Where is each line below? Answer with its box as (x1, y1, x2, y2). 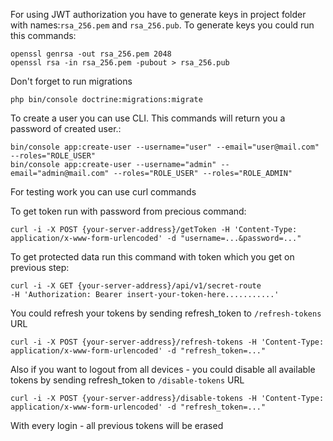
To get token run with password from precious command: (10, 205, 247, 217)
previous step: (10, 262, 70, 273)
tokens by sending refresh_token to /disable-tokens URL (10, 374, 245, 386)
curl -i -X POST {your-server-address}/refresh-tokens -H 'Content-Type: (10, 337, 325, 347)
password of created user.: (10, 123, 122, 134)
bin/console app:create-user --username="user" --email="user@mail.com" (10, 142, 320, 152)
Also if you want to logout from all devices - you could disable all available (10, 364, 316, 375)
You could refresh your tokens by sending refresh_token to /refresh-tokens (10, 307, 322, 319)
